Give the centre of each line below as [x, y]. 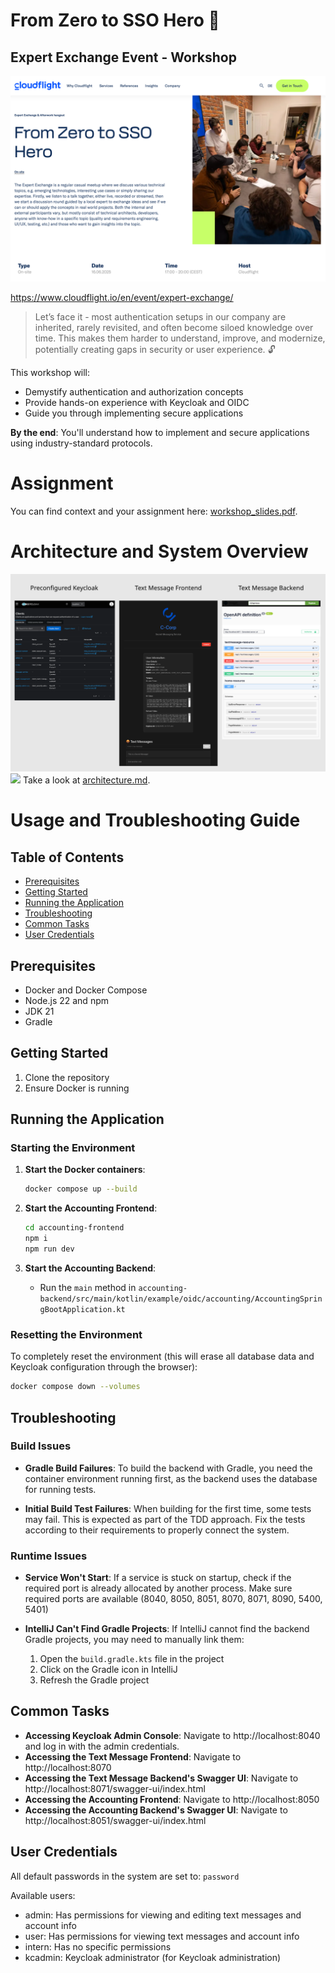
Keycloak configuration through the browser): [104, 1367]
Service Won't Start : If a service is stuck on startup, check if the [158, 1578]
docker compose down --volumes [75, 1387]
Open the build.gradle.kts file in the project [132, 1659]
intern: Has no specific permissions [98, 1946]
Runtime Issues [49, 1556]
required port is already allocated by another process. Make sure [158, 1588]
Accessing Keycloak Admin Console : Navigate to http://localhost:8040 [172, 1735]
